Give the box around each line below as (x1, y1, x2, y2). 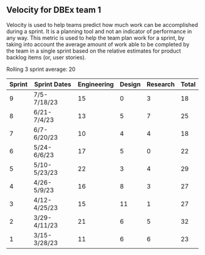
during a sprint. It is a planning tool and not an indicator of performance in (6, 28, 192, 35)
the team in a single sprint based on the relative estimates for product (6, 47, 181, 54)
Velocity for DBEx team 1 (6, 5, 102, 15)
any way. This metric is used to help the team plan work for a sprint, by (6, 34, 185, 42)
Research (146, 79, 175, 88)
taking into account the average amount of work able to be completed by (6, 40, 190, 48)
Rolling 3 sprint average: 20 (6, 65, 76, 73)
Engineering (77, 79, 114, 88)
